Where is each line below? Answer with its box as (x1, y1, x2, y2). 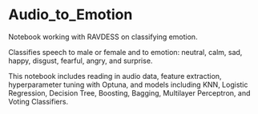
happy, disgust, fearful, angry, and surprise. (8, 56, 153, 65)
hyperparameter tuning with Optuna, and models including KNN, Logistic (8, 80, 248, 89)
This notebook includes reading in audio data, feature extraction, (8, 71, 222, 81)
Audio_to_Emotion (8, 6, 133, 24)
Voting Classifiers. (8, 96, 69, 106)
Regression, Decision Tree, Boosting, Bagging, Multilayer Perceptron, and (8, 88, 251, 97)
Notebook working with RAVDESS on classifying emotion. (8, 32, 198, 41)
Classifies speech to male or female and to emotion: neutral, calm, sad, (8, 47, 243, 57)
